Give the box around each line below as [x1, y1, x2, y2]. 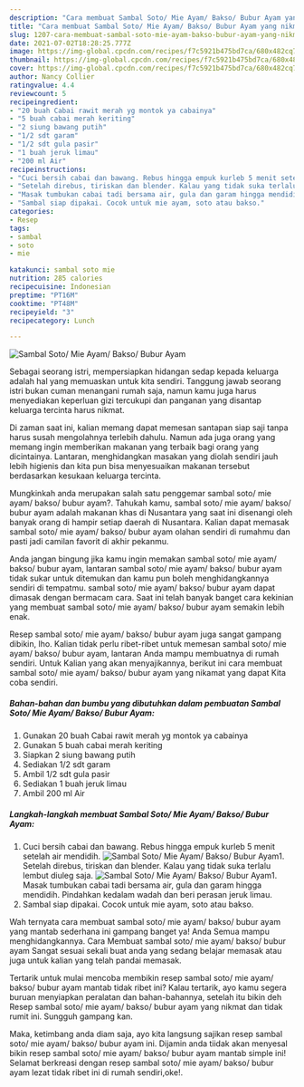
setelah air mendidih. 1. [22, 851, 285, 861]
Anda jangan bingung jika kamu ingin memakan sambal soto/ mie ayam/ [9, 553, 278, 564]
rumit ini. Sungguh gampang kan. [9, 1011, 133, 1022]
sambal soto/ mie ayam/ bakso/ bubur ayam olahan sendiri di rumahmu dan [9, 526, 291, 537]
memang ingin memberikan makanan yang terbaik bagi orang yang [9, 441, 260, 453]
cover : [9, 64, 34, 73]
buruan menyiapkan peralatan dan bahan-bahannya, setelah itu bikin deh [9, 992, 282, 1003]
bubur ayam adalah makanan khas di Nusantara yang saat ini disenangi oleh [9, 507, 293, 518]
